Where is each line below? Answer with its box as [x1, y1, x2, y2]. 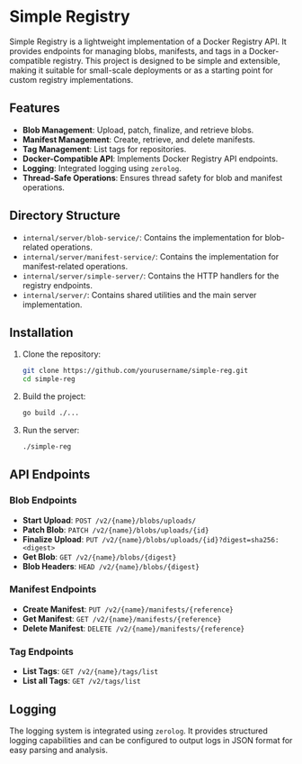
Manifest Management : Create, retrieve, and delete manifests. [22, 133, 256, 145]
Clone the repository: [22, 349, 102, 359]
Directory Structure [9, 208, 121, 223]
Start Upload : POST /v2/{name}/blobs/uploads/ [22, 514, 196, 525]
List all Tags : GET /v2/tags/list [22, 676, 141, 687]
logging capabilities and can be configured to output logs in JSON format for [9, 734, 293, 745]
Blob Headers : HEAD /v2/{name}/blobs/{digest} [22, 560, 200, 571]
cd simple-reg [22, 375, 75, 384]
